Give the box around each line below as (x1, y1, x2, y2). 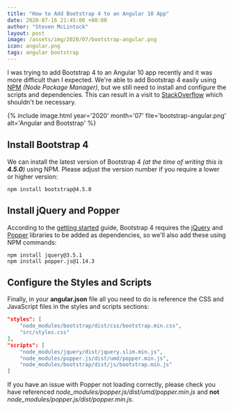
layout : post (7, 29, 45, 37)
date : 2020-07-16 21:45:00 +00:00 (7, 17, 108, 24)
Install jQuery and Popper (7, 205, 120, 217)
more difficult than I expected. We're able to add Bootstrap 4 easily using (7, 75, 217, 84)
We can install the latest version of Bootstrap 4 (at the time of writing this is (7, 158, 223, 166)
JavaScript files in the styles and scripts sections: (7, 303, 150, 311)
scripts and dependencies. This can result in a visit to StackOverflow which (7, 90, 223, 98)
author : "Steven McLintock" (7, 23, 89, 30)
